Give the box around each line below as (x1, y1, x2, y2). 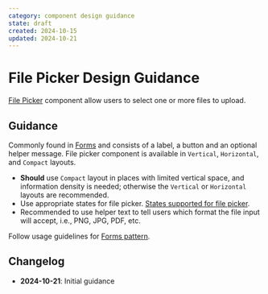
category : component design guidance (8, 11, 135, 20)
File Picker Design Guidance (8, 69, 200, 87)
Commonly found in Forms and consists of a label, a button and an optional (8, 140, 258, 150)
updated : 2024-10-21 (8, 34, 78, 43)
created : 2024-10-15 (8, 27, 78, 35)
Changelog (8, 255, 65, 268)
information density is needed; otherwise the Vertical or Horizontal (19, 182, 247, 191)
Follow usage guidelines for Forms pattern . (8, 231, 150, 241)
